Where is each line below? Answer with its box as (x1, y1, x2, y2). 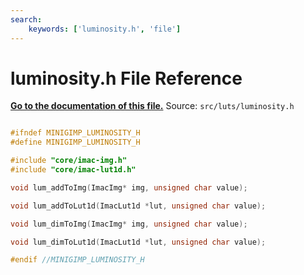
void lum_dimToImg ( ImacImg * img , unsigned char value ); (10, 219, 248, 229)
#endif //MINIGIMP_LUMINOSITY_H (10, 255, 145, 265)
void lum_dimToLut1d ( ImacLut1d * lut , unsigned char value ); (10, 237, 267, 247)
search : (10, 14, 43, 25)
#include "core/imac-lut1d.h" (10, 165, 137, 175)
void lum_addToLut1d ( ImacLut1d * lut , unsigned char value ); (10, 201, 267, 211)
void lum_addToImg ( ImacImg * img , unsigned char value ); (10, 182, 248, 193)
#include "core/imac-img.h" (10, 156, 128, 166)
